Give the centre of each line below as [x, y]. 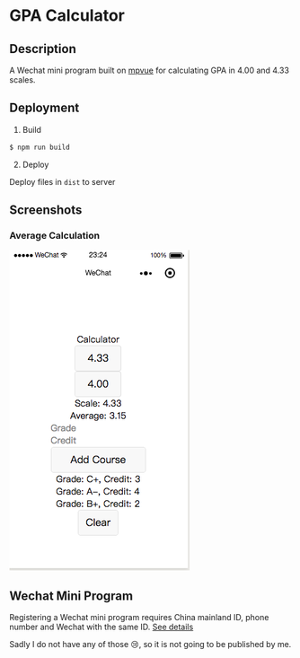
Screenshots [46, 211]
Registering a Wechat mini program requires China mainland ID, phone [139, 618]
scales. [22, 80]
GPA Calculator [67, 16]
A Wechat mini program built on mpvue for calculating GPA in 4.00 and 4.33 [150, 70]
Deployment [44, 108]
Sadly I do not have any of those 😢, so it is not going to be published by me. [150, 645]
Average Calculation [55, 236]
